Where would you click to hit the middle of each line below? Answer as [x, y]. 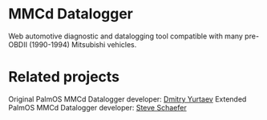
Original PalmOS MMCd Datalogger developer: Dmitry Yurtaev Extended [127, 99]
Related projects [64, 77]
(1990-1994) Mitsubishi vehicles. [83, 44]
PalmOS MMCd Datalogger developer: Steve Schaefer [97, 107]
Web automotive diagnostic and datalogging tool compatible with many [125, 36]
